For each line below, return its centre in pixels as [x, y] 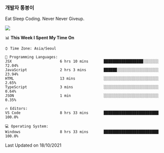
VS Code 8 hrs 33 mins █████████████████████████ [82, 113]
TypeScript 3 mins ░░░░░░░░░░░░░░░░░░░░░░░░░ [82, 87]
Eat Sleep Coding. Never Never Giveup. [45, 19]
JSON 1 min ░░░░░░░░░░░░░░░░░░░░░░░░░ [82, 96]
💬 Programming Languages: [31, 57]
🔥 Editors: [16, 109]
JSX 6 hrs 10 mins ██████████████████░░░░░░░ [82, 62]
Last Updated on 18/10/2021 [33, 145]
